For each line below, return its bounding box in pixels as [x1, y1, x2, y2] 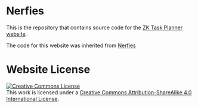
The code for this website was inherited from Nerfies [6, 42, 136, 49]
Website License [6, 63, 91, 76]
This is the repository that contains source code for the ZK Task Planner [6, 24, 183, 31]
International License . [6, 95, 60, 102]
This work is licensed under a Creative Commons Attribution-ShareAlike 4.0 [6, 88, 192, 96]
